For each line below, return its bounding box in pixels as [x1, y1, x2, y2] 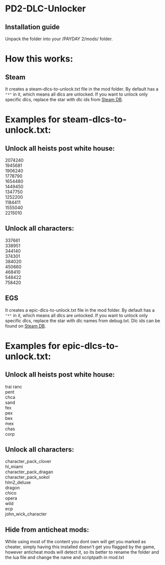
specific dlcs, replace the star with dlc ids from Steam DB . [5, 97, 124, 102]
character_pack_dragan [5, 469, 53, 475]
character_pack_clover [5, 458, 52, 464]
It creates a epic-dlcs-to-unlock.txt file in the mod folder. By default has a [5, 307, 155, 313]
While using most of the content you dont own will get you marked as [5, 539, 146, 545]
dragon [5, 485, 20, 491]
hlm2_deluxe [5, 479, 31, 486]
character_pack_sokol [5, 474, 50, 480]
